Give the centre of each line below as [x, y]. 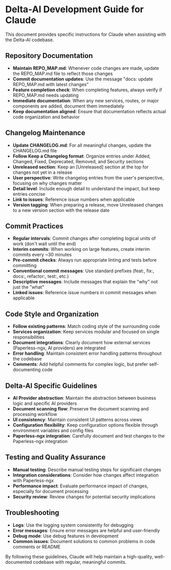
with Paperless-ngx [33, 480]
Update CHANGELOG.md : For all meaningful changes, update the [82, 145]
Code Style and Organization [52, 314]
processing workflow [35, 414]
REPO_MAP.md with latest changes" [51, 84]
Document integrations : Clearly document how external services [81, 343]
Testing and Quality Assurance [55, 457]
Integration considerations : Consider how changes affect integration [86, 475]
